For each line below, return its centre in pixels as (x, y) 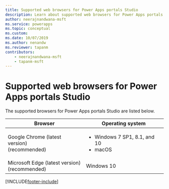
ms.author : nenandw (26, 43)
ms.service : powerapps (29, 24)
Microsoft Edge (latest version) (44, 163)
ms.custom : (17, 33)
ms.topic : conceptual (28, 29)
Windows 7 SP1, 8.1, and (125, 137)
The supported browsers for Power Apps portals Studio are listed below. (80, 111)
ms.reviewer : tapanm (27, 47)
